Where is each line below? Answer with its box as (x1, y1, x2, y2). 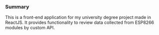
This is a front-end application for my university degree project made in (5, 15, 152, 20)
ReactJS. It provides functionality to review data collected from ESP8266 (5, 19, 155, 25)
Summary (5, 3, 30, 10)
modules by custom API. (5, 25, 55, 31)
